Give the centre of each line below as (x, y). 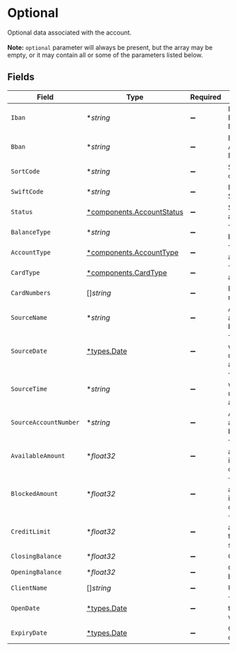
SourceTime (29, 389)
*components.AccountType (133, 252)
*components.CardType (127, 273)
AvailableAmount (38, 455)
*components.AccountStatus (135, 211)
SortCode (25, 171)
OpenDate (25, 608)
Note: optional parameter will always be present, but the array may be (110, 47)
